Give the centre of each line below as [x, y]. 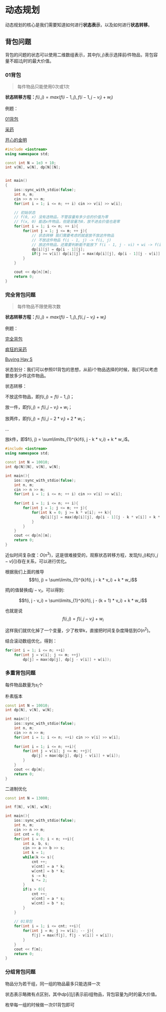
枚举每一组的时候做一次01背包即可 [40, 1005]
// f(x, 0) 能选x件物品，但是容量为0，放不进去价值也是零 [67, 222]
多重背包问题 [21, 673]
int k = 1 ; [34, 853]
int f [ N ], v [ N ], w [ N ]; [28, 807]
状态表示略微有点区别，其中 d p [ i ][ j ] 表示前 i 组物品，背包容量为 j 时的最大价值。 [82, 994]
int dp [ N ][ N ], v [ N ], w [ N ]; [33, 467]
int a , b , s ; [36, 843]
